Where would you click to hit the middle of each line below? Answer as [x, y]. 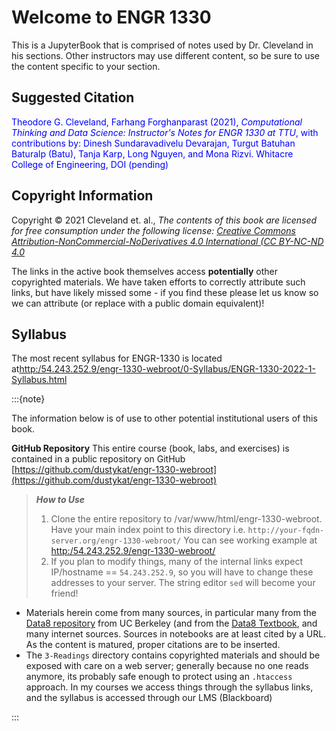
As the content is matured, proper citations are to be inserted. [153, 645]
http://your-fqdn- [286, 531]
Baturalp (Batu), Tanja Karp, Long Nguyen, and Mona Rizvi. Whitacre [152, 153]
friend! [64, 593]
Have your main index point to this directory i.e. [148, 530]
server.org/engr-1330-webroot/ [116, 541]
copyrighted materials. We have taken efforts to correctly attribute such [158, 282]
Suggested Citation [73, 97]
